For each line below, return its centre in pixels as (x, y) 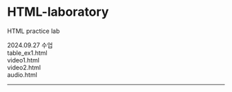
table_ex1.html (27, 53)
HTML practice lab (33, 31)
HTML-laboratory (58, 12)
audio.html (22, 74)
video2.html (24, 67)
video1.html (23, 60)
